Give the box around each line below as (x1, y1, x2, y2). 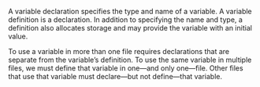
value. (8, 31, 28, 41)
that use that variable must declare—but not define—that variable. (8, 72, 223, 81)
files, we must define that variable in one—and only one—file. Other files (8, 63, 243, 73)
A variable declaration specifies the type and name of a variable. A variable (8, 7, 252, 16)
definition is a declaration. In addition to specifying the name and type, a (8, 15, 243, 24)
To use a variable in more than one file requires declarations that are (8, 47, 230, 56)
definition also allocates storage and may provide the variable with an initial (8, 24, 252, 32)
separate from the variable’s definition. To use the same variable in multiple (8, 55, 252, 64)
